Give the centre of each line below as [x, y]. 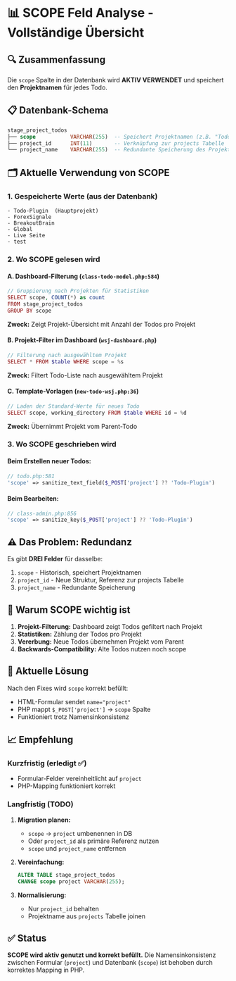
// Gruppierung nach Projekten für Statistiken [78, 291]
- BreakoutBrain [31, 223]
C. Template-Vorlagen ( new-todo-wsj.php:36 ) [73, 392]
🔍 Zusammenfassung [57, 60]
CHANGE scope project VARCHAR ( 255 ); [71, 881]
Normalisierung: [42, 895]
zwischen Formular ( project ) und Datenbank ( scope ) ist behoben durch [110, 963]
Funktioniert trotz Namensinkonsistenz [73, 717]
